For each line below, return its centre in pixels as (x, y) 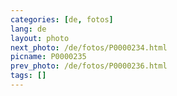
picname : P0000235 (48, 57)
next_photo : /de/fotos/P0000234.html (89, 47)
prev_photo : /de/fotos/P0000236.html (89, 66)
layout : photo (40, 38)
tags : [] (28, 76)
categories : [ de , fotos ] (62, 19)
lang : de (28, 29)
